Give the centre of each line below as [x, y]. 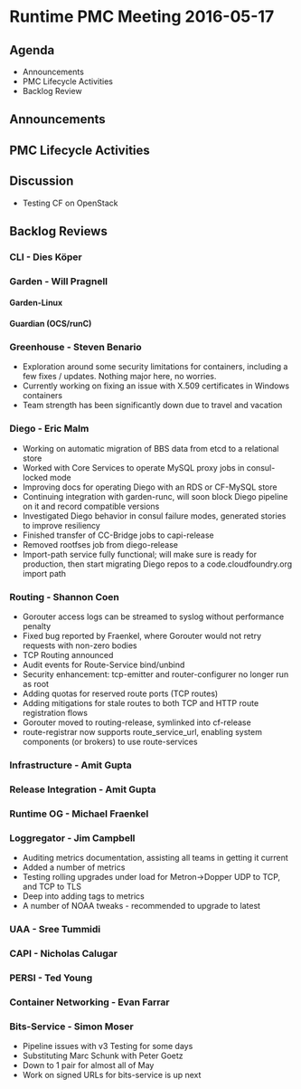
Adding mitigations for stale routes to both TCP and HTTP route [141, 702]
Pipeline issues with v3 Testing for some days [108, 1046]
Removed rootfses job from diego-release [100, 544]
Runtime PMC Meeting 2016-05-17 [142, 17]
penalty [37, 626]
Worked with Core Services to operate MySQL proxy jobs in [133, 467]
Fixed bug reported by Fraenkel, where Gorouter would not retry [142, 635]
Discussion [42, 181]
